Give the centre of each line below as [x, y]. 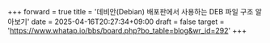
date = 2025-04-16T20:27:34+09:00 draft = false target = [128, 21]
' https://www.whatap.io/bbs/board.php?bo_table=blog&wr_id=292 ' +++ [127, 31]
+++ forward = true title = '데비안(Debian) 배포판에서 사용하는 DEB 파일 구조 [131, 12]
